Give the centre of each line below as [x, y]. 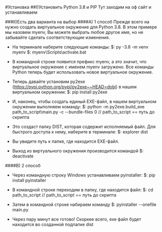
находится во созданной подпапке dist [53, 224]
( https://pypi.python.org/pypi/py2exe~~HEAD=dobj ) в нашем [74, 87]
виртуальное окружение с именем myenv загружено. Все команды [83, 67]
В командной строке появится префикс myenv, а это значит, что [79, 62]
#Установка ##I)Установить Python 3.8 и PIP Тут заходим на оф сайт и [78, 7]
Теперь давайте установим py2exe [49, 81]
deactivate [23, 156]
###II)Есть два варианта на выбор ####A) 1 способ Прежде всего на [77, 22]
